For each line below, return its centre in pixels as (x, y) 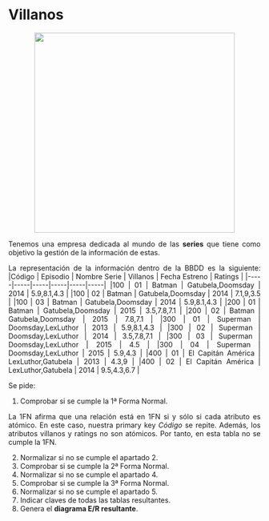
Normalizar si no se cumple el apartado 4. (89, 475)
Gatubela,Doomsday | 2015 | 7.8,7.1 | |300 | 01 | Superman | (134, 319)
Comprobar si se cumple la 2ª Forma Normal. (94, 466)
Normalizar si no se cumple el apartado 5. (89, 491)
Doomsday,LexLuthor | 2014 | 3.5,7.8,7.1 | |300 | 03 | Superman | (134, 336)
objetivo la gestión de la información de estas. (84, 252)
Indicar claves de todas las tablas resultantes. (95, 500)
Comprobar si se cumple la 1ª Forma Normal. (94, 401)
